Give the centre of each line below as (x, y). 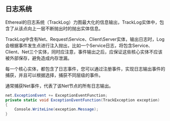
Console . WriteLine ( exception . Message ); (57, 109)
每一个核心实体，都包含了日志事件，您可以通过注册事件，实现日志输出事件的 (85, 69)
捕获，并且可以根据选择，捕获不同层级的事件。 (54, 75)
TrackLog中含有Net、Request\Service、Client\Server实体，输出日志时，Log (85, 39)
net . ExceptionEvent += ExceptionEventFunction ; (57, 95)
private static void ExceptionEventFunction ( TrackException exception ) (82, 100)
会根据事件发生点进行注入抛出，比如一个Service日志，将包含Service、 (79, 45)
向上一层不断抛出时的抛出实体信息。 (65, 28)
